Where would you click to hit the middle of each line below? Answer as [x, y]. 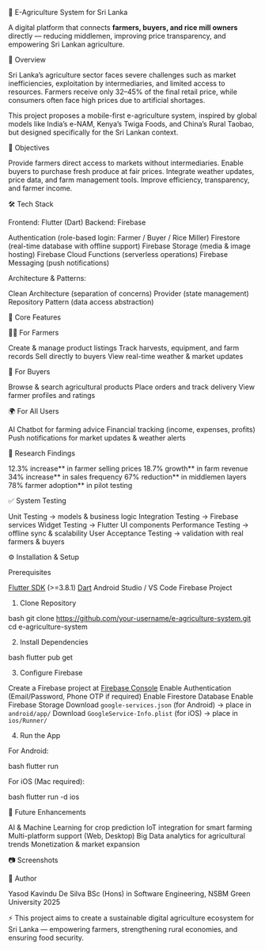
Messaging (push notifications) [59, 263]
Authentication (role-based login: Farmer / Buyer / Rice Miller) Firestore [124, 238]
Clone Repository [48, 603]
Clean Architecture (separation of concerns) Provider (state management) [129, 293]
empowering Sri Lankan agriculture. [66, 44]
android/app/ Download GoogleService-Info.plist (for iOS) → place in [123, 713]
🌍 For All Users [34, 411]
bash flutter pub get [41, 657]
